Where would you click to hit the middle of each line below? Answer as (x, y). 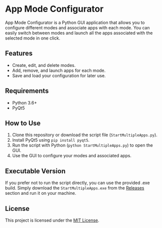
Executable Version (35, 171)
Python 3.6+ (25, 103)
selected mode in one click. (33, 38)
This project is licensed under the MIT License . (52, 220)
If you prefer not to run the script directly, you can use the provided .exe (78, 183)
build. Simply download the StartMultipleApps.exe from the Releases (75, 188)
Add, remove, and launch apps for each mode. (59, 70)
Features (19, 53)
